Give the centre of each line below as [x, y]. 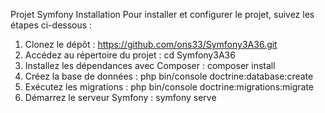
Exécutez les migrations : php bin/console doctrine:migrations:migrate [169, 87]
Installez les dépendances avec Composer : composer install [150, 65]
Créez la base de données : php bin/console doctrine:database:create [169, 76]
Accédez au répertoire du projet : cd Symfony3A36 [130, 55]
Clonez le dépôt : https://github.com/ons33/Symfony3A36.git [151, 44]
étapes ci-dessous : [51, 25]
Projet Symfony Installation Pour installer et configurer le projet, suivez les [162, 14]
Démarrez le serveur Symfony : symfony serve [120, 97]
